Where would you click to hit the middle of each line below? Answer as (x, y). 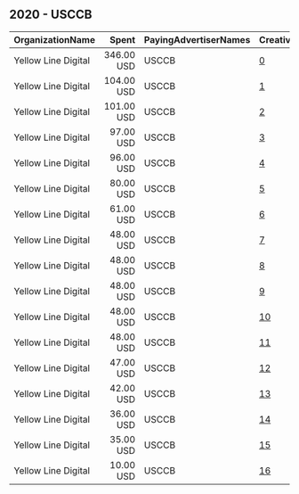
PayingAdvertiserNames (197, 39)
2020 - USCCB (51, 15)
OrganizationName (55, 39)
